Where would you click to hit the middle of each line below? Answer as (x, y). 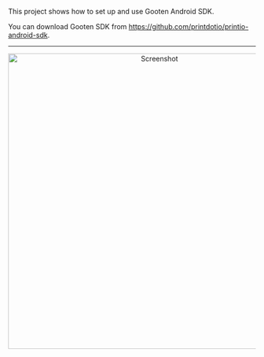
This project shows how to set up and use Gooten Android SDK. (111, 11)
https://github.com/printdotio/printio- (189, 26)
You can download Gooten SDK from (68, 26)
